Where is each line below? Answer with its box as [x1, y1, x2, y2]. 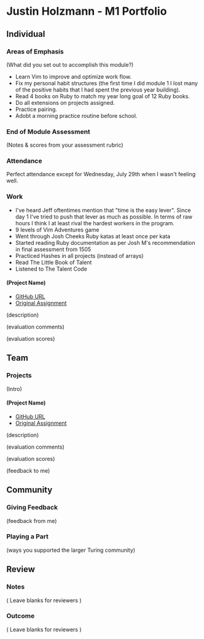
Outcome [6, 612, 35, 621]
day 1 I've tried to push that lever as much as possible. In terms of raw [15, 213, 192, 220]
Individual [6, 29, 45, 39]
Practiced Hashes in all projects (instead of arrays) [15, 252, 144, 259]
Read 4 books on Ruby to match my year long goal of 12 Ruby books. [15, 92, 190, 99]
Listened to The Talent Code [15, 265, 87, 273]
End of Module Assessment [6, 127, 90, 136]
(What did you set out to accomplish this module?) [6, 61, 134, 68]
